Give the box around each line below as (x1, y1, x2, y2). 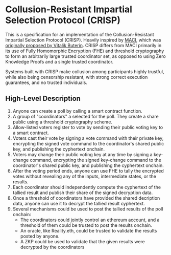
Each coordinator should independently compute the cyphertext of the (12, 184, 161, 190)
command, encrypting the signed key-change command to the (30, 157, 162, 163)
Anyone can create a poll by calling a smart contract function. (12, 108, 142, 114)
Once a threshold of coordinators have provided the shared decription (12, 195, 160, 201)
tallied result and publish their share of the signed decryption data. (12, 189, 153, 196)
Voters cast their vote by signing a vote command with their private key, (12, 135, 164, 141)
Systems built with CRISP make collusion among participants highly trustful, (5, 68, 164, 75)
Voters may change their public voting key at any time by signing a (12, 151, 153, 157)
